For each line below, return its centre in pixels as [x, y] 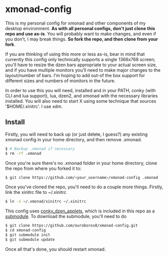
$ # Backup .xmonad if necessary [40, 149]
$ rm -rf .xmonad [23, 153]
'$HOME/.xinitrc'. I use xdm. [34, 106]
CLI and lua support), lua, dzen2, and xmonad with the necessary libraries [81, 96]
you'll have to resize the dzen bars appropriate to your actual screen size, [81, 65]
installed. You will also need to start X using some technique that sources [81, 101]
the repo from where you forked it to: [43, 168]
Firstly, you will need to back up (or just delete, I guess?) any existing [76, 134]
